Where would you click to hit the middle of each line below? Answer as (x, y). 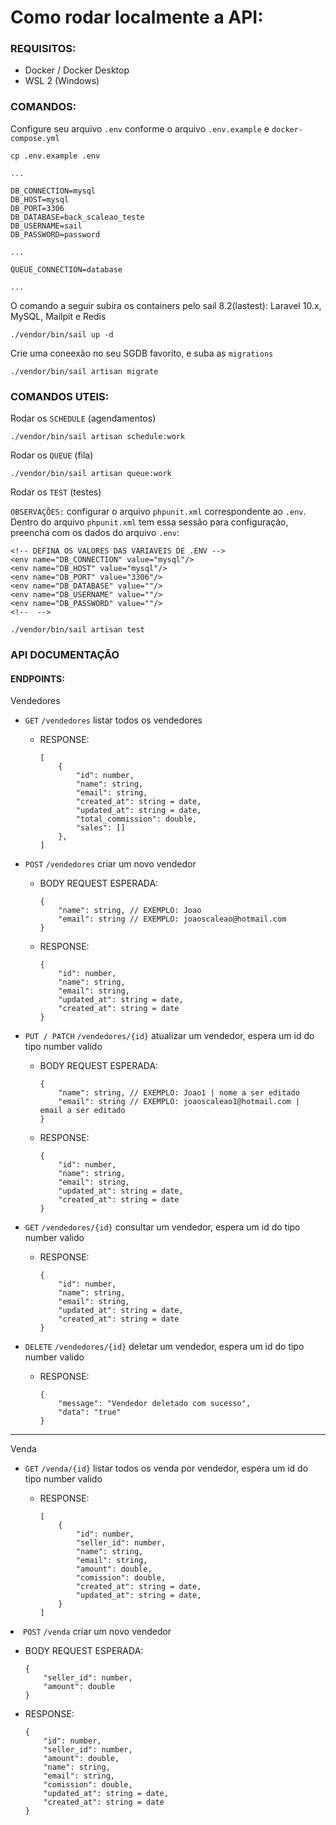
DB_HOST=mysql (40, 199)
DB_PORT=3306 (37, 208)
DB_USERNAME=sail (46, 226)
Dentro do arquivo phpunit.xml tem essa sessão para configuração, (149, 522)
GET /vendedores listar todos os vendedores (113, 720)
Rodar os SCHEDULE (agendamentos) (83, 418)
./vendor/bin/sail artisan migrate (84, 371)
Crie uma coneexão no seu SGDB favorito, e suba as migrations (142, 353)
